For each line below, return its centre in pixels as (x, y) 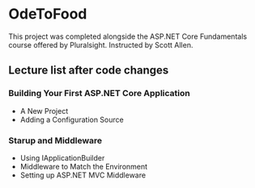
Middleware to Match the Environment (84, 166)
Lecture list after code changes (89, 71)
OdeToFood (48, 14)
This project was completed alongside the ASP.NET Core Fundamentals (128, 36)
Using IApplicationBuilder (62, 157)
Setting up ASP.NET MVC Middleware (83, 175)
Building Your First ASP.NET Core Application (99, 94)
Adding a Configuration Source (72, 119)
